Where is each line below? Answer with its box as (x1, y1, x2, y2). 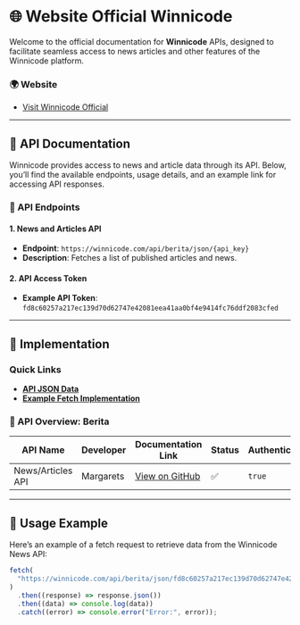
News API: (9, 549, 47, 560)
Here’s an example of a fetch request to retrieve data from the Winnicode (9, 539, 278, 550)
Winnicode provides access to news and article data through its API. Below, (9, 160, 287, 171)
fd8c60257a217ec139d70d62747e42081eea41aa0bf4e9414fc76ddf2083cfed (21, 304, 279, 313)
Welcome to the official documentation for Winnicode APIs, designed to (9, 36, 274, 46)
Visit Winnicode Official (21, 102, 109, 112)
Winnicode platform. (9, 55, 85, 66)
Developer (81, 444, 127, 456)
